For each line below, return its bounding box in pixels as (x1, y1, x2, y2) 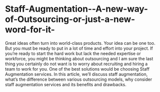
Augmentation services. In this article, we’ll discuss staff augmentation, (5, 71, 148, 77)
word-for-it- (5, 24, 55, 35)
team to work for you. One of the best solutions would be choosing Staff (5, 66, 150, 72)
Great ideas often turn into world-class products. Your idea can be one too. (5, 40, 156, 46)
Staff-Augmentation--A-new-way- (5, 3, 148, 15)
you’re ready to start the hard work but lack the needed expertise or (5, 50, 141, 56)
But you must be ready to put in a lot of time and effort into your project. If (5, 45, 153, 51)
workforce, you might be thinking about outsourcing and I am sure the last (5, 55, 153, 61)
